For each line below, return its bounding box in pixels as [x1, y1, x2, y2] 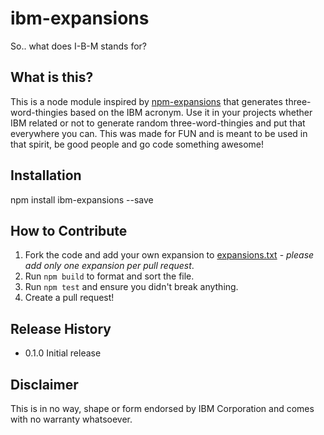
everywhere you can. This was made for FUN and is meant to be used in [10, 127, 308, 139]
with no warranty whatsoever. [10, 413, 133, 425]
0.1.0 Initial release [24, 347, 102, 359]
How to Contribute [10, 222, 128, 239]
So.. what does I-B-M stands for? [10, 40, 147, 52]
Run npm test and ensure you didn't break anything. [24, 281, 239, 293]
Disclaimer [10, 376, 79, 393]
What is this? [10, 69, 94, 86]
